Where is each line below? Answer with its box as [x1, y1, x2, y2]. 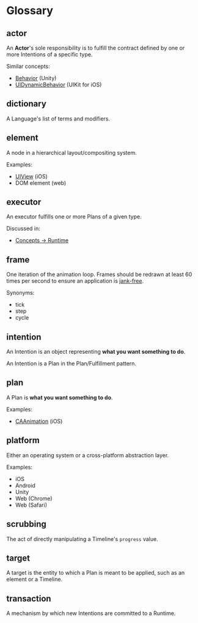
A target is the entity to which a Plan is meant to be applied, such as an [6, 569, 185, 576]
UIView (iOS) [15, 173, 48, 180]
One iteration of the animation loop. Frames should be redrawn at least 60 [6, 270, 193, 278]
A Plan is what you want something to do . [6, 394, 113, 401]
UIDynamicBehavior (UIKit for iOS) [15, 81, 102, 88]
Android [15, 482, 35, 489]
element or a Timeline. [6, 576, 63, 583]
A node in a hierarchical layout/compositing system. [6, 149, 137, 156]
